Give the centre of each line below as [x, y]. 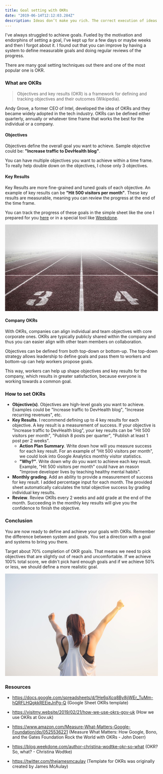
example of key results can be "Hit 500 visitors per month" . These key [76, 193]
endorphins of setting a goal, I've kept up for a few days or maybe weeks [78, 40]
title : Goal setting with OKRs [37, 10]
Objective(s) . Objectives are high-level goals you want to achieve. [78, 405]
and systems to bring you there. [37, 542]
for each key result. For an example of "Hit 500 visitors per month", [86, 451]
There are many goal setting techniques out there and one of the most [75, 65]
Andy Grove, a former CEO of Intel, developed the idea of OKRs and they [78, 108]
